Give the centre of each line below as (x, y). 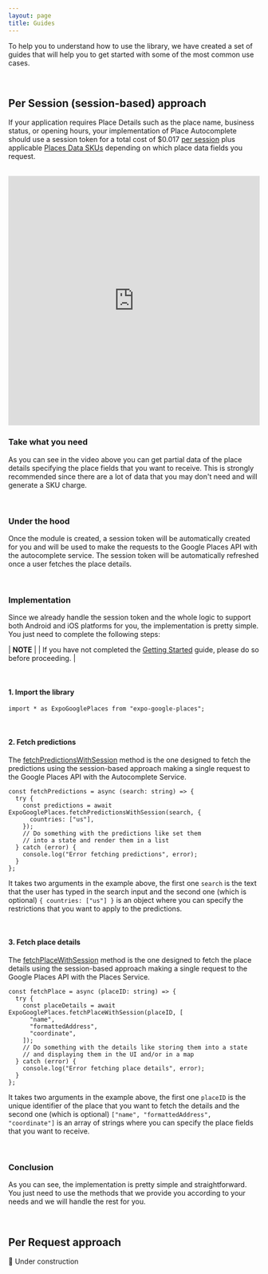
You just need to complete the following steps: (85, 635)
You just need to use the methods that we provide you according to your (127, 1193)
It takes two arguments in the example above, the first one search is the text (132, 883)
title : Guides (32, 23)
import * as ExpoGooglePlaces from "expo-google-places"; (106, 709)
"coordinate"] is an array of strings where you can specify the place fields (131, 1122)
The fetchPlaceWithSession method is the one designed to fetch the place (130, 959)
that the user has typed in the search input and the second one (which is (128, 892)
